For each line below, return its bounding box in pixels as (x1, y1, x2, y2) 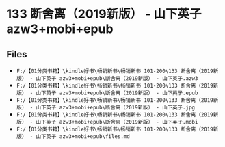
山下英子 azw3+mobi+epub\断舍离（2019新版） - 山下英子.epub (36, 90, 198, 96)
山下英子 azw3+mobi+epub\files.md (36, 133, 131, 140)
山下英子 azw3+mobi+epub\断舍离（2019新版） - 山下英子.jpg (36, 104, 196, 111)
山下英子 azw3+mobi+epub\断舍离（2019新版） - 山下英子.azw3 (36, 75, 198, 82)
